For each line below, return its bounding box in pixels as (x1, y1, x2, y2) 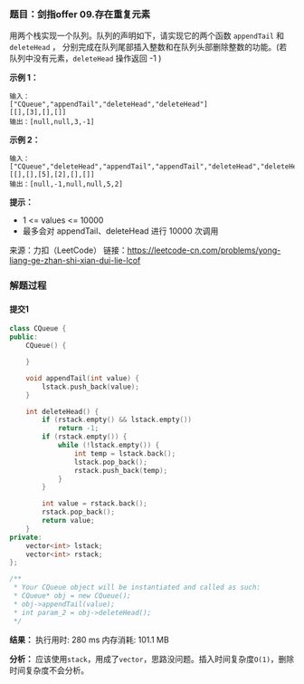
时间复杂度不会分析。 (9, 664, 89, 676)
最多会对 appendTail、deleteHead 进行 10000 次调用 (22, 226, 219, 236)
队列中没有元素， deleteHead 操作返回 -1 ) (9, 53, 162, 64)
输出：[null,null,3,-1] (9, 118, 95, 127)
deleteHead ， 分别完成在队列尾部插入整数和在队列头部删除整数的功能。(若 (9, 42, 288, 53)
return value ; (42, 516, 95, 525)
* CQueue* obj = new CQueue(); (13, 592, 131, 601)
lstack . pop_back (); (73, 458, 147, 467)
